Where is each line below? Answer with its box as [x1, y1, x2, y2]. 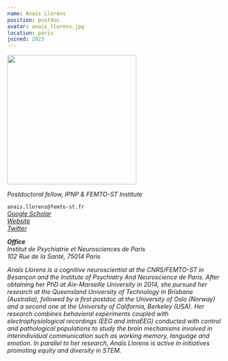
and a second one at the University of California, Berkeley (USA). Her [7, 302, 205, 311]
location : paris [7, 29, 54, 37]
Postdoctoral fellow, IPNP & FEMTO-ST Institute [7, 191, 143, 199]
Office [7, 237, 26, 246]
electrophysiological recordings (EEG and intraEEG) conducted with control [7, 317, 221, 325]
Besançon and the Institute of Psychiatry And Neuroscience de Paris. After [7, 273, 220, 282]
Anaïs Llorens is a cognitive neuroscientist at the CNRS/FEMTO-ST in [7, 266, 205, 274]
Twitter [7, 224, 28, 233]
